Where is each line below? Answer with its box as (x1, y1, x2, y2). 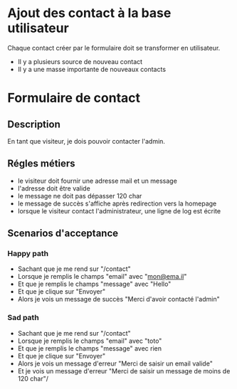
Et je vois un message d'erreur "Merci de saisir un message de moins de (17, 366, 231, 375)
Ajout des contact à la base (7, 5, 172, 21)
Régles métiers (7, 158, 76, 170)
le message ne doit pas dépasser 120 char (17, 191, 142, 200)
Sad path (7, 313, 39, 323)
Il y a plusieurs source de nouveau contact (17, 57, 143, 65)
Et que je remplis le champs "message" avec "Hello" (17, 279, 172, 289)
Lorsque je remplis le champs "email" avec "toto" (17, 336, 162, 345)
